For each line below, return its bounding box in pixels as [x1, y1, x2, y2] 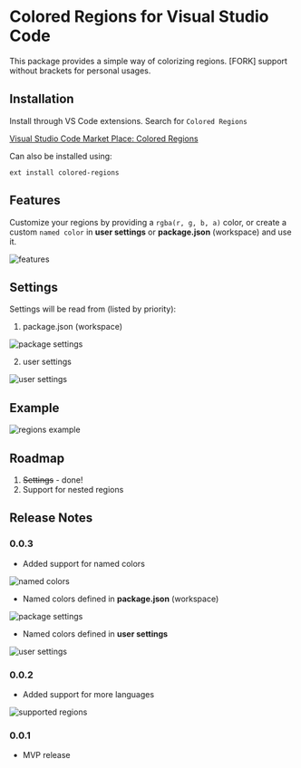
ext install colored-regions [9, 168, 120, 178]
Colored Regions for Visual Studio [9, 6, 269, 27]
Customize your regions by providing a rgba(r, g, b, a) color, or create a [9, 216, 287, 227]
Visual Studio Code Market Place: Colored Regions [9, 133, 199, 144]
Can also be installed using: [9, 150, 112, 161]
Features [9, 193, 61, 208]
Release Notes [9, 510, 93, 526]
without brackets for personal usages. [9, 65, 151, 76]
